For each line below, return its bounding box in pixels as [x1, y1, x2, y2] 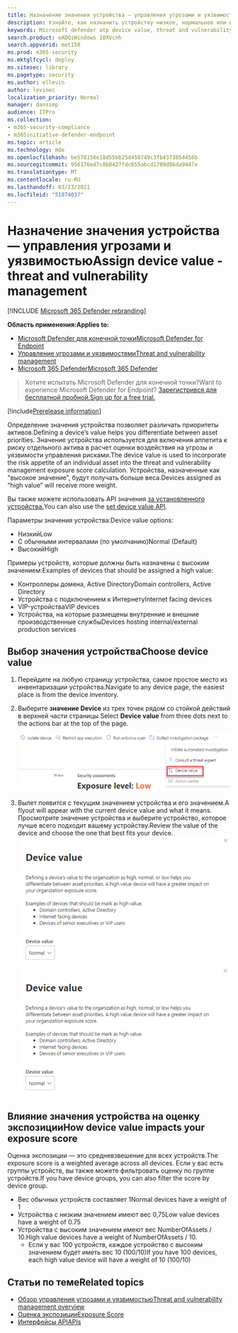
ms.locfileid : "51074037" [7, 191, 84, 198]
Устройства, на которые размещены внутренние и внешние [17, 610, 200, 618]
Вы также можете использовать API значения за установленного [7, 494, 205, 503]
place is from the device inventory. [17, 691, 119, 699]
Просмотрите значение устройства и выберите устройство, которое [17, 813, 227, 823]
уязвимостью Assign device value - [7, 253, 223, 269]
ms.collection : [7, 116, 52, 124]
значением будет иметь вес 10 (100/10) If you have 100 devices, [28, 1248, 217, 1256]
